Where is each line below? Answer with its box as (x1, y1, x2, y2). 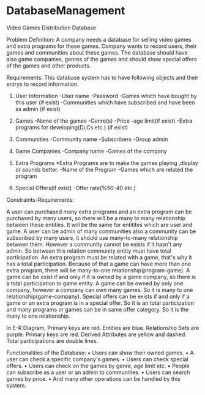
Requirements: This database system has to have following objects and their (6, 74, 199, 81)
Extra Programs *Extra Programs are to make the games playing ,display (15, 159, 199, 166)
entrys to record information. (6, 80, 79, 88)
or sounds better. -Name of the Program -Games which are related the (15, 166, 193, 173)
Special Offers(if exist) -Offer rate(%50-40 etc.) (15, 184, 136, 191)
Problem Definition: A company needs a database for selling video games (6, 36, 192, 43)
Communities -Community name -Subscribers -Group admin (15, 136, 168, 143)
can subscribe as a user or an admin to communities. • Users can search (6, 369, 190, 376)
